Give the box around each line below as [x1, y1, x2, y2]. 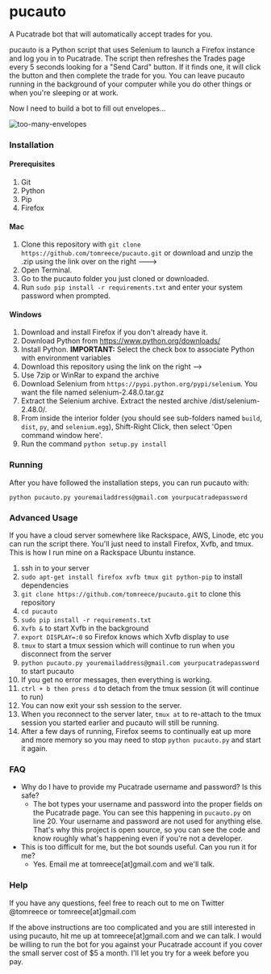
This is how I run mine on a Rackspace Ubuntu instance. [9, 548, 196, 558]
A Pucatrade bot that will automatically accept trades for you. [9, 29, 213, 39]
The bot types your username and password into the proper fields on [32, 799, 263, 809]
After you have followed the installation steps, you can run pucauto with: [9, 478, 249, 487]
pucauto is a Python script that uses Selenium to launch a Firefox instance [9, 44, 256, 54]
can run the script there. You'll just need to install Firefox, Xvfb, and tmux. [9, 539, 254, 549]
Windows [9, 310, 42, 319]
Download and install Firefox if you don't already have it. [20, 327, 208, 337]
